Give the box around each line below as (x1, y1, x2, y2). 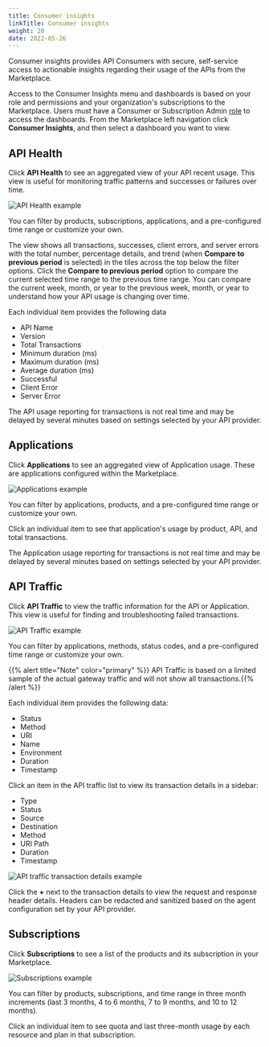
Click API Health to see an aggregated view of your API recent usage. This (8, 168, 255, 178)
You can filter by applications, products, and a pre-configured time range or (8, 500, 259, 509)
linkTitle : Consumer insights (8, 19, 110, 27)
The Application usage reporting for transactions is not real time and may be (8, 548, 261, 558)
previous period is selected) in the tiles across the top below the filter (8, 258, 239, 267)
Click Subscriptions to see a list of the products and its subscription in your (8, 949, 259, 958)
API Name (19, 323, 54, 332)
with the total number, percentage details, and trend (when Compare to (8, 249, 245, 258)
